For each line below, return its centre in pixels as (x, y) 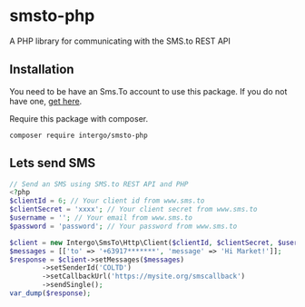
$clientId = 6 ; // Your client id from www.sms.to (107, 201)
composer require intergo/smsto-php (79, 135)
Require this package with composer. (79, 118)
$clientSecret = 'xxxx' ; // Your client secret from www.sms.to (133, 210)
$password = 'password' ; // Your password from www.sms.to (123, 226)
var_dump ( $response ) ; (50, 293)
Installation (42, 69)
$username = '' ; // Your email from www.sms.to (101, 218)
